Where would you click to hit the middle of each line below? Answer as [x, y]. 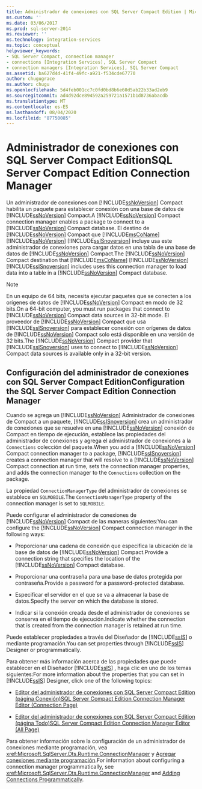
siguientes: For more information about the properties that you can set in [95, 674]
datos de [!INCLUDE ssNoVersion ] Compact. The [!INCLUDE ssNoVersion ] [96, 254]
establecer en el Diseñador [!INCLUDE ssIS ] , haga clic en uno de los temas [99, 668]
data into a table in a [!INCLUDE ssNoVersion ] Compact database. [87, 273]
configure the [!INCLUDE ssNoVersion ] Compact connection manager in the [99, 528]
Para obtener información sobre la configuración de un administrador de [96, 741]
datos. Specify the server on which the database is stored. [87, 601]
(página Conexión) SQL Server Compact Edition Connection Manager [100, 699]
